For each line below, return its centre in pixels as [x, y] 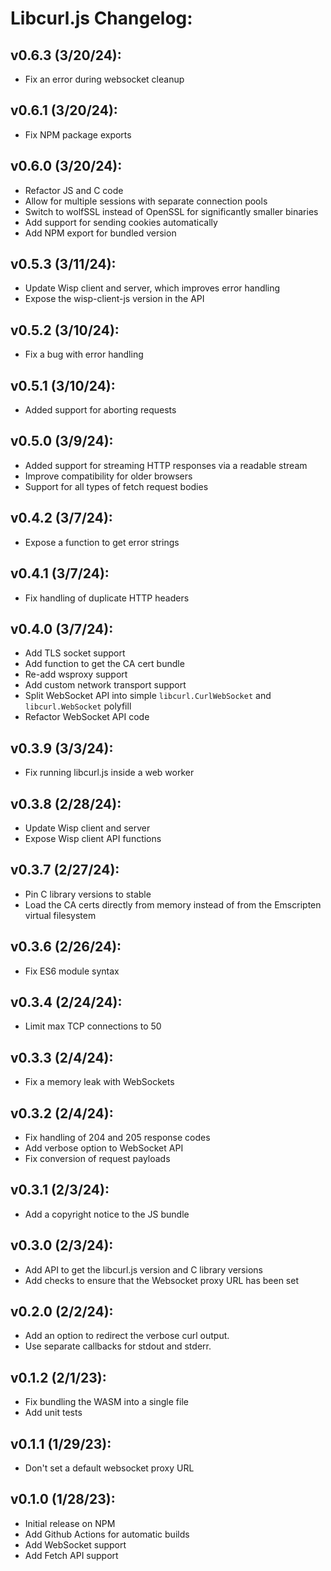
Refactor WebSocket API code [87, 717]
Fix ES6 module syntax [72, 971]
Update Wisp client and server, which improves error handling [152, 288]
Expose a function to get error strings [102, 542]
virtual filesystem [60, 915]
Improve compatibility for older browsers [108, 476]
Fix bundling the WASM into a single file [106, 1402]
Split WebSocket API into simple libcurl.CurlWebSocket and [148, 696]
